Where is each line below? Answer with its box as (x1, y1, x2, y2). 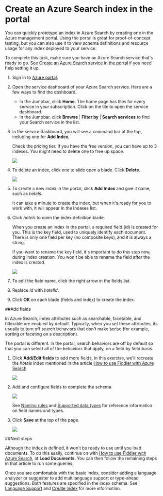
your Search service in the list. (19, 119, 81, 125)
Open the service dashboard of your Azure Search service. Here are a (12, 84, 152, 89)
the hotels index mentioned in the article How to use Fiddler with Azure (12, 360, 154, 366)
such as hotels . (12, 191, 43, 196)
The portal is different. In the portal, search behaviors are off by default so (5, 340, 153, 346)
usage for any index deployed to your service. (5, 45, 97, 51)
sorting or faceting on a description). (5, 331, 79, 337)
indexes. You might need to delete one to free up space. (12, 148, 125, 154)
